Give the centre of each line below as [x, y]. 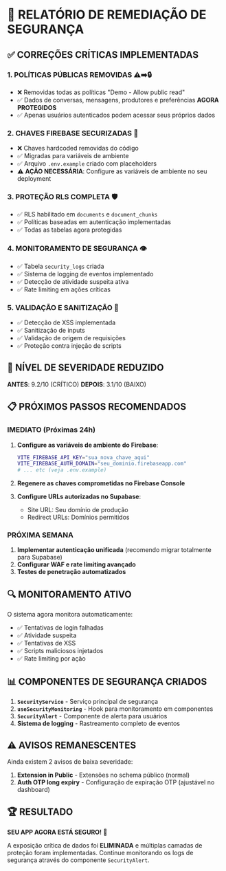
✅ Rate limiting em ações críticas [64, 289]
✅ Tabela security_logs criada [60, 266]
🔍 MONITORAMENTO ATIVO [69, 594]
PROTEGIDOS [37, 107]
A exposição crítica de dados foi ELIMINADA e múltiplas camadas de [105, 845]
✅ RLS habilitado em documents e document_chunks [87, 214]
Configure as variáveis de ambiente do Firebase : [88, 445]
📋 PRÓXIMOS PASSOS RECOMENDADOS [97, 407]
